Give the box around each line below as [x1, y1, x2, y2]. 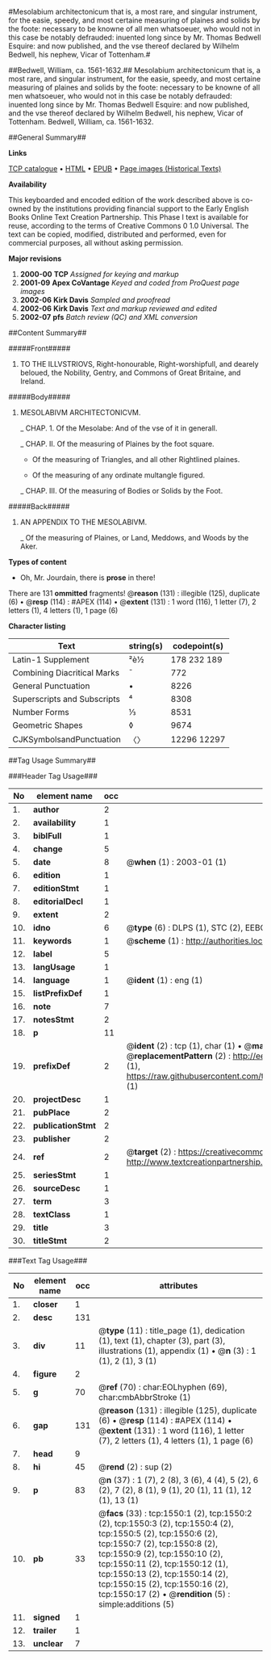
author [33, 804, 60, 815]
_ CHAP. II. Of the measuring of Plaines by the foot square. [19, 439, 215, 448]
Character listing [8, 621, 66, 631]
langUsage [33, 961, 76, 973]
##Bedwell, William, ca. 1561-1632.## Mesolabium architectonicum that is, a [8, 65, 261, 75]
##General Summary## [8, 132, 86, 142]
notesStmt [33, 1014, 74, 1025]
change [33, 843, 63, 855]
